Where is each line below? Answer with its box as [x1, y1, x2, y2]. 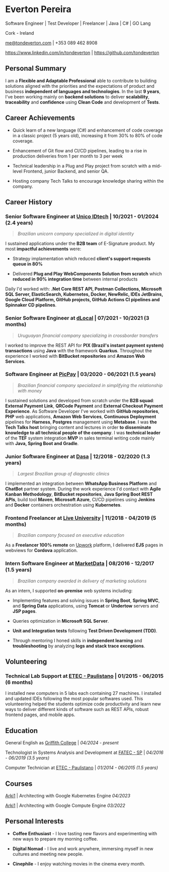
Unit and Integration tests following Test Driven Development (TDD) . [12, 627, 157, 634]
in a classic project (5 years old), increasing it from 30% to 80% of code [12, 132, 162, 138]
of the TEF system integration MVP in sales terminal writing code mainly [5, 435, 155, 441]
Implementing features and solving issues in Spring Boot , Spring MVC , [12, 597, 160, 604]
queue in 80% [12, 261, 43, 267]
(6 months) [5, 679, 33, 686]
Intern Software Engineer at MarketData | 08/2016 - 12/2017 [5, 560, 154, 567]
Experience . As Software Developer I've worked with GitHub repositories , [5, 408, 160, 414]
